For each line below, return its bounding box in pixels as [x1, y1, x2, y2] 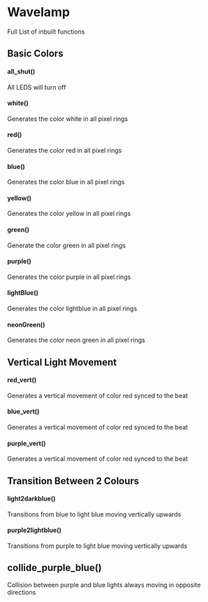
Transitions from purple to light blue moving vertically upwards [7, 541, 188, 550]
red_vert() [7, 376, 37, 384]
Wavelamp [7, 4, 70, 20]
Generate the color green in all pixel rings [7, 241, 126, 249]
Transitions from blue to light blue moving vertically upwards [7, 509, 181, 519]
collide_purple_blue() [7, 562, 103, 574]
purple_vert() [7, 439, 46, 447]
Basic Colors [7, 48, 64, 60]
